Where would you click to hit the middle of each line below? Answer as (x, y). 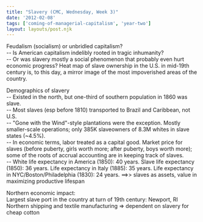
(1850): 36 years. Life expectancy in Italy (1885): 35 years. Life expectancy (100, 168)
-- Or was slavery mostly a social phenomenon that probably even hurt (95, 59)
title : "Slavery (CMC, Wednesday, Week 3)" (62, 12)
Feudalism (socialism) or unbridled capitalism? (65, 46)
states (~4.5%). (26, 136)
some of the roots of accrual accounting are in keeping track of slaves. (95, 156)
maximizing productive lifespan (46, 181)
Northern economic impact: (41, 193)
